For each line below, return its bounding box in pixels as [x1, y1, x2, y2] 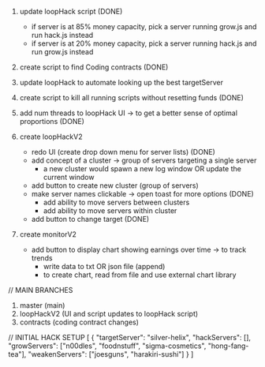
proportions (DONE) [19, 117, 85, 125]
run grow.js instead [31, 47, 94, 56]
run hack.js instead [31, 31, 94, 39]
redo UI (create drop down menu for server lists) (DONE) [31, 148, 215, 156]
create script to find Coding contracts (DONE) [19, 62, 169, 72]
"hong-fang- [207, 341, 249, 350]
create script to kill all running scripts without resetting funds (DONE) [19, 93, 244, 102]
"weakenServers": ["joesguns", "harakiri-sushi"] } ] [28, 350, 194, 358]
